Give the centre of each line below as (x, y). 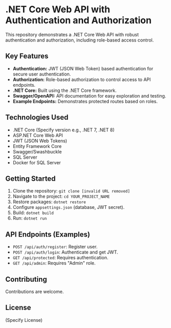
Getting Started (31, 178)
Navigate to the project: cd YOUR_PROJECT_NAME (61, 197)
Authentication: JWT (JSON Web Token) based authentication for (83, 68)
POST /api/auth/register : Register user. (55, 247)
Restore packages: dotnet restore (49, 202)
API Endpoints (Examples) (48, 234)
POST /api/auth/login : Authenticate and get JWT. (65, 252)
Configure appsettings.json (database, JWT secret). (69, 207)
